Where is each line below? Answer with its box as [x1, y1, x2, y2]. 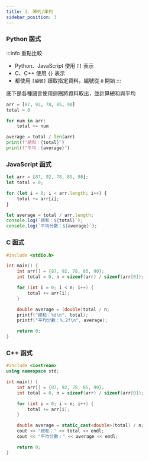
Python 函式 [6, 35, 41, 43]
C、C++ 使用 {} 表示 [14, 70, 65, 77]
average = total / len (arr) [6, 134, 76, 140]
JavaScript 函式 [6, 160, 52, 168]
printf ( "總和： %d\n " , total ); [17, 312, 89, 318]
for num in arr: [6, 118, 46, 124]
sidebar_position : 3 [6, 14, 57, 20]
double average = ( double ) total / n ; [17, 307, 110, 312]
